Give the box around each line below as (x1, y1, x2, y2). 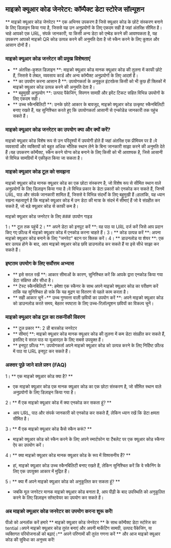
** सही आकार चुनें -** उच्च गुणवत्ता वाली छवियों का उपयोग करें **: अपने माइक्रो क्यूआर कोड (12, 295, 164, 300)
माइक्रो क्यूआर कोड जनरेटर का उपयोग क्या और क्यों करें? (5, 126, 111, 134)
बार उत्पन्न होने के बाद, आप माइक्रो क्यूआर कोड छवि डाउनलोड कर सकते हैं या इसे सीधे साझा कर (5, 241, 160, 247)
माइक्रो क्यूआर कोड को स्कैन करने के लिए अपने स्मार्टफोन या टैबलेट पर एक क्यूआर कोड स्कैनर (12, 436, 165, 442)
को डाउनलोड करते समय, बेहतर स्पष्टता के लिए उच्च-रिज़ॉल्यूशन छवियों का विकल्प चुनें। (12, 300, 154, 306)
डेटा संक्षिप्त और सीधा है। (12, 277, 54, 283)
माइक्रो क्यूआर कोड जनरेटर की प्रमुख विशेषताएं (5, 55, 91, 62)
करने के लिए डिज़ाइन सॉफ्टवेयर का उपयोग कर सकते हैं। (12, 494, 104, 501)
